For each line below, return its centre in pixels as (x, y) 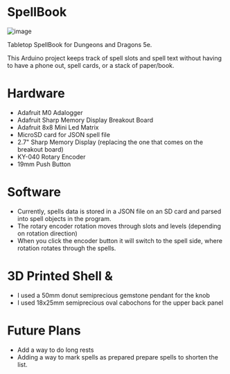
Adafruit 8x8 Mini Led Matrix (58, 127)
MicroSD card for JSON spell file (64, 134)
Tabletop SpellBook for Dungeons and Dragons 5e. (80, 44)
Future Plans (44, 330)
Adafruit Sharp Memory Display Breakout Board (85, 120)
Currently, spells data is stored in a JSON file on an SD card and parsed (119, 211)
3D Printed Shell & (60, 276)
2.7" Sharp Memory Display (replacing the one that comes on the (110, 142)
